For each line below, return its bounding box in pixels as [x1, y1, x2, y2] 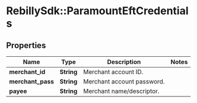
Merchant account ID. [82, 68, 144, 76]
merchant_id [9, 68, 46, 76]
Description [107, 58, 141, 66]
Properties [6, 40, 46, 50]
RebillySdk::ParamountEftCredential [6, 4, 189, 18]
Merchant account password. [82, 78, 165, 85]
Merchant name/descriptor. [82, 87, 160, 95]
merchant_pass [9, 78, 55, 85]
